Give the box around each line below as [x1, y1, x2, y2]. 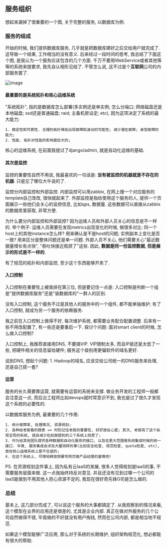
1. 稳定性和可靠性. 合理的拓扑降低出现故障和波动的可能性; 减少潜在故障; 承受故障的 [5, 127, 159, 132]
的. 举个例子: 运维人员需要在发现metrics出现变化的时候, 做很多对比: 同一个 [5, 224, 158, 230]
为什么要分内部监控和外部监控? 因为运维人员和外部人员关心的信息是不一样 [5, 218, 158, 224]
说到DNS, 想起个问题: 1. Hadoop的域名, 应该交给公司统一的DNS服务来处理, [5, 357, 158, 363]
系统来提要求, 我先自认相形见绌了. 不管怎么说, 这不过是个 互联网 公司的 [13, 64, 157, 70]
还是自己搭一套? [5, 364, 38, 370]
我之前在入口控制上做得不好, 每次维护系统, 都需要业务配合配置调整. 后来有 [5, 317, 157, 323]
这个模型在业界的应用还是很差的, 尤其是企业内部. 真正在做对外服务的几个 [5, 508, 155, 514]
